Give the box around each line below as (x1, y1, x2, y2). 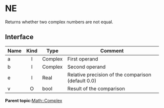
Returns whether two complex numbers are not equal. (5, 19, 114, 25)
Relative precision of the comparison (67, 71, 151, 78)
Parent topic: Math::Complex (5, 97, 62, 103)
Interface (5, 33, 34, 41)
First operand (67, 55, 99, 62)
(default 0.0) (67, 77, 97, 84)
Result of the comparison (67, 85, 125, 92)
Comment (100, 47, 124, 54)
